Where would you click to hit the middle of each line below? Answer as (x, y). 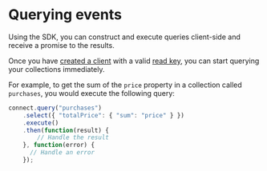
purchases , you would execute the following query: (91, 93)
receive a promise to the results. (61, 45)
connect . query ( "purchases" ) (55, 108)
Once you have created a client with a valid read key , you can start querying (134, 61)
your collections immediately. (57, 69)
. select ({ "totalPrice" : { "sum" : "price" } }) (103, 115)
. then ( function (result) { (66, 130)
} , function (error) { (59, 145)
